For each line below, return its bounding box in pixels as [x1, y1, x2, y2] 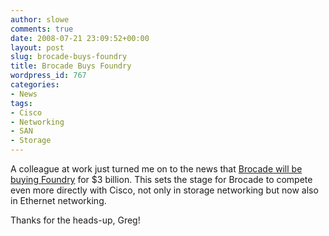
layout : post [10, 42, 65, 53]
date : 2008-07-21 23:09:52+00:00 [10, 33, 150, 43]
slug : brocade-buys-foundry [10, 52, 128, 62]
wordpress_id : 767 [10, 71, 87, 81]
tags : [10, 98, 33, 108]
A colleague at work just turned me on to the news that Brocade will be [10, 163, 303, 175]
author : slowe [10, 14, 70, 25]
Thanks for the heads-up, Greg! [10, 214, 141, 226]
